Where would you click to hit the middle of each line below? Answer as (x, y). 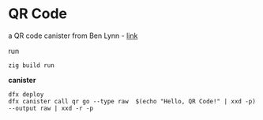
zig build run (32, 65)
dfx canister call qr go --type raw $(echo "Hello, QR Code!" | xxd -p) (132, 101)
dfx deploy (26, 94)
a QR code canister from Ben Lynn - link (73, 36)
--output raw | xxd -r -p (51, 108)
